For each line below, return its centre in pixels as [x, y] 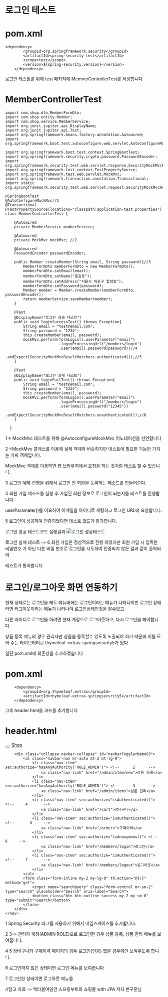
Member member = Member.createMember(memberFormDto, [79, 291]
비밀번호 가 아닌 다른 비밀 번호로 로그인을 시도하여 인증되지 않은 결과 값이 [76, 549]
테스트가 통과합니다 [24, 565]
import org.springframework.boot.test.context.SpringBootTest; [72, 153]
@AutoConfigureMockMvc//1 [32, 201]
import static [20, 183]
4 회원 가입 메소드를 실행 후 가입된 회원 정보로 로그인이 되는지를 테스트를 [76, 493]
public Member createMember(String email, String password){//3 [82, 262]
